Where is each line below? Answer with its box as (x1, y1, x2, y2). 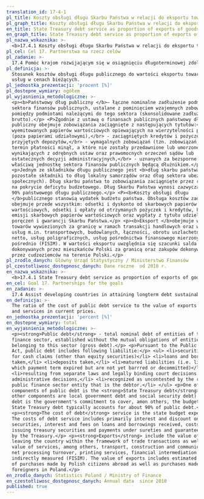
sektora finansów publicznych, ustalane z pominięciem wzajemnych (12, 105, 183, 111)
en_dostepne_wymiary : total (6, 320, 78, 326)
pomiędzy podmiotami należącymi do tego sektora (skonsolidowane (12, 111, 181, 117)
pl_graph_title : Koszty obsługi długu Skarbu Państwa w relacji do (6, 20, 181, 26)
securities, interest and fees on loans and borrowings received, (12, 421, 183, 427)
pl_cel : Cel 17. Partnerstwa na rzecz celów (6, 49, 121, 55)
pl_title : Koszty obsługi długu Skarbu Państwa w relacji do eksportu (6, 15, 189, 21)
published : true (6, 484, 47, 490)
